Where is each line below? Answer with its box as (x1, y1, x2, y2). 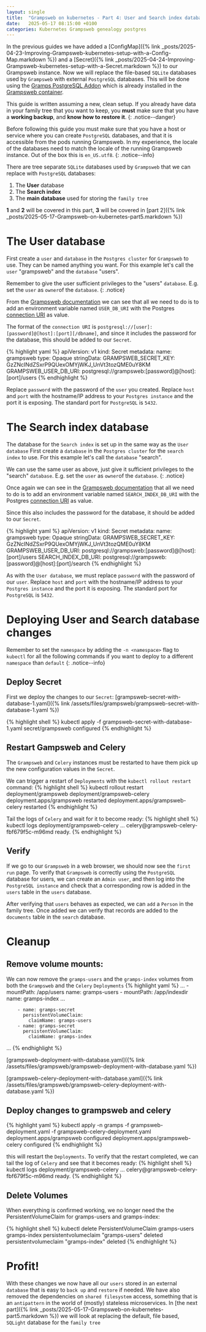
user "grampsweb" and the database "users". (6, 268, 120, 275)
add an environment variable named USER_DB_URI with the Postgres (6, 305, 175, 312)
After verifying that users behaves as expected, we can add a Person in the (6, 900, 194, 908)
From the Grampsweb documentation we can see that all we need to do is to (6, 298, 199, 305)
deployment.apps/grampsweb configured (6, 1135, 112, 1142)
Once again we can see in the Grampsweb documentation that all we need (6, 484, 194, 491)
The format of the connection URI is (6, 323, 97, 331)
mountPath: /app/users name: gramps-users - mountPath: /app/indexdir (6, 988, 188, 995)
